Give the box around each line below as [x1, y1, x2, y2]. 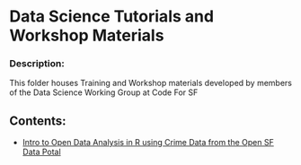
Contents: [9, 113, 66, 128]
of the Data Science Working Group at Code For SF [9, 87, 199, 98]
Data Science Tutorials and [9, 6, 214, 27]
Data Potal [22, 146, 61, 158]
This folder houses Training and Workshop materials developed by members [9, 78, 292, 89]
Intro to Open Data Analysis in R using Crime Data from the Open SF [22, 137, 274, 148]
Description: [9, 57, 65, 70]
